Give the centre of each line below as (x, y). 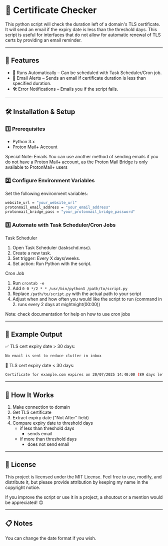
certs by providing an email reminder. (43, 40)
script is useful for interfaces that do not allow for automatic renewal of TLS (83, 35)
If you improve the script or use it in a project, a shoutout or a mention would (84, 497)
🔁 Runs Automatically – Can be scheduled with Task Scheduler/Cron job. (87, 73)
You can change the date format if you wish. (51, 538)
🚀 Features (22, 60)
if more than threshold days (48, 439)
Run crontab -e (28, 283)
